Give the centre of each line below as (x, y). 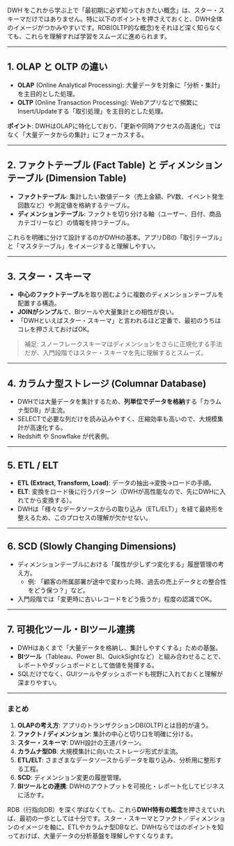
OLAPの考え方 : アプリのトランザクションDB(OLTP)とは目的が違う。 (115, 725)
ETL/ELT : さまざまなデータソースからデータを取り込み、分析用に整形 (116, 760)
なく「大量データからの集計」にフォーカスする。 (77, 134)
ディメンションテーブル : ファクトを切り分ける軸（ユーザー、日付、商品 (119, 214)
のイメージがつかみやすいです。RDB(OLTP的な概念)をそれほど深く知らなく (114, 28)
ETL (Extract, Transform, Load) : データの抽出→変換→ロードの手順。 (116, 483)
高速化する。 (48, 428)
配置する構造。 (39, 303)
